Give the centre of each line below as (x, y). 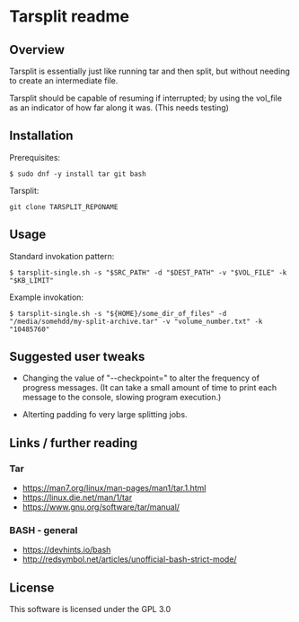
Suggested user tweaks (77, 357)
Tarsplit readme (70, 17)
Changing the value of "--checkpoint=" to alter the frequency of (141, 378)
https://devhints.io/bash (66, 550)
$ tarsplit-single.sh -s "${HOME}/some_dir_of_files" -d (118, 313)
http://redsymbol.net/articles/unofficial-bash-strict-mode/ (129, 559)
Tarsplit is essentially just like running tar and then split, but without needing (149, 71)
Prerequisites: (35, 157)
